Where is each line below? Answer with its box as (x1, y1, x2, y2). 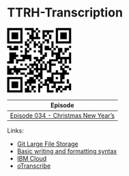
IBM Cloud (16, 155, 47, 163)
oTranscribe (16, 162, 51, 170)
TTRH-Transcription (7, 5, 123, 21)
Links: (7, 126, 24, 135)
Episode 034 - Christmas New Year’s (10, 111, 115, 120)
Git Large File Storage (16, 140, 78, 148)
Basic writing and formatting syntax (16, 147, 117, 155)
